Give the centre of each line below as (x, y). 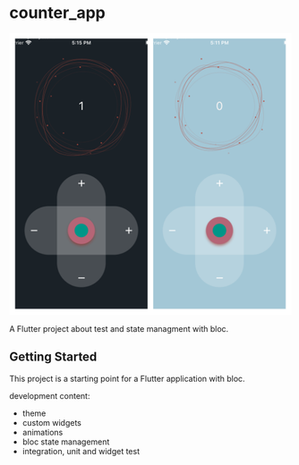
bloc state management (66, 442)
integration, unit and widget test (81, 451)
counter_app (57, 13)
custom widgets (52, 422)
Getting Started (53, 357)
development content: (50, 395)
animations (43, 432)
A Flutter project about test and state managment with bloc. (119, 328)
